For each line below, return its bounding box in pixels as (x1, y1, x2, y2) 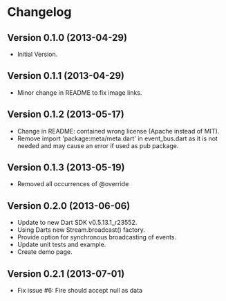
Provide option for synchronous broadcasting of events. (17, 233, 177, 241)
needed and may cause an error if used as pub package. (17, 141, 179, 149)
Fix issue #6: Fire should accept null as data (17, 286, 143, 295)
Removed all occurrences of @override (17, 180, 129, 188)
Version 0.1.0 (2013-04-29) (7, 32, 128, 44)
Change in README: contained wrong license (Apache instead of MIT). (17, 127, 220, 135)
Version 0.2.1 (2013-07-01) (7, 268, 125, 280)
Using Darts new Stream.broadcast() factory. (17, 226, 145, 234)
